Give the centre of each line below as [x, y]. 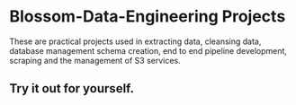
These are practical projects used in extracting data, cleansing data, [135, 41]
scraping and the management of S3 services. [95, 60]
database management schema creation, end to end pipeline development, [148, 50]
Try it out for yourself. [72, 88]
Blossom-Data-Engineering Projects [148, 17]
